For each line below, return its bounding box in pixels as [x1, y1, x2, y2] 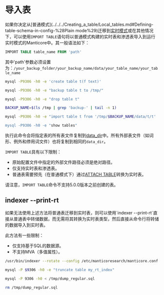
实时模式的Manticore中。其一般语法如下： [5, 39, 90, 45]
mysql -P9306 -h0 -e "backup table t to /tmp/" [5, 88, 104, 93]
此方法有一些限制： [5, 232, 44, 238]
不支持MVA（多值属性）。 [12, 249, 62, 255]
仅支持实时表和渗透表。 [12, 165, 60, 171]
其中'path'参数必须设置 [5, 59, 51, 65]
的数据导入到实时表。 [5, 222, 48, 228]
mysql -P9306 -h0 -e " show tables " [5, 123, 78, 128]
